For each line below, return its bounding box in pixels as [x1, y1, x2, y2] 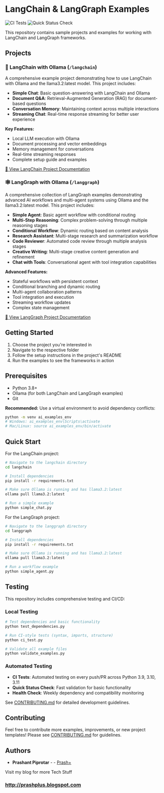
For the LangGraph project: [5, 514, 60, 520]
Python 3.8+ [12, 385, 38, 391]
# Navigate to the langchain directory [5, 460, 87, 465]
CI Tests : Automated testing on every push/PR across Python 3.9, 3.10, [12, 674, 156, 680]
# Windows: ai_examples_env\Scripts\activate [5, 419, 100, 424]
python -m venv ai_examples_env [5, 415, 71, 420]
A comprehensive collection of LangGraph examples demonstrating [5, 191, 142, 197]
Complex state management [12, 304, 70, 310]
